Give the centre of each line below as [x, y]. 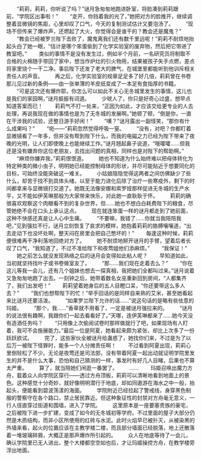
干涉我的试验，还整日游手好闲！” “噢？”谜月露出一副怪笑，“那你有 [98, 121]
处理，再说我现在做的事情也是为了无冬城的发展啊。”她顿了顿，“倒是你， [94, 113]
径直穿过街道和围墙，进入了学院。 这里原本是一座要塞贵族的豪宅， [104, 405]
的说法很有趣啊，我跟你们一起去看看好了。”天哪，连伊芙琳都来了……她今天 [97, 315]
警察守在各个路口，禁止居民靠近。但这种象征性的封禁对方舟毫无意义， [103, 398]
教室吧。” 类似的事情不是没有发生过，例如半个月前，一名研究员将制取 [96, 54]
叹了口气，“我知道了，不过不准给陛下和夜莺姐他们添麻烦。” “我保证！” [97, 248]
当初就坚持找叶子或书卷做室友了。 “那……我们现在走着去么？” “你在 [100, 263]
